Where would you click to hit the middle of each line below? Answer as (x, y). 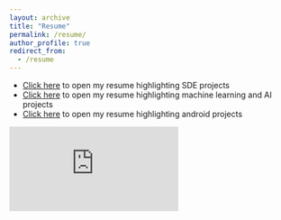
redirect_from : (38, 51)
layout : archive (40, 18)
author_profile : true (50, 43)
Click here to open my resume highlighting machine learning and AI (147, 95)
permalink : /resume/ (48, 34)
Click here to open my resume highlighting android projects (132, 114)
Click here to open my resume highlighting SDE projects (126, 85)
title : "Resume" (40, 26)
